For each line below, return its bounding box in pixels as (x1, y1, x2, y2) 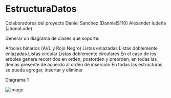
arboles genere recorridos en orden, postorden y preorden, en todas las (5, 56, 157, 62)
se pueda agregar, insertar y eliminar (5, 67, 83, 73)
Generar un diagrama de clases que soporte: (5, 35, 100, 41)
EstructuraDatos (5, 3, 77, 15)
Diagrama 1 (5, 77, 29, 83)
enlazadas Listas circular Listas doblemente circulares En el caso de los (5, 51, 157, 57)
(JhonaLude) (5, 25, 32, 31)
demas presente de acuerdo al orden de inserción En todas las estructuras (5, 61, 163, 67)
